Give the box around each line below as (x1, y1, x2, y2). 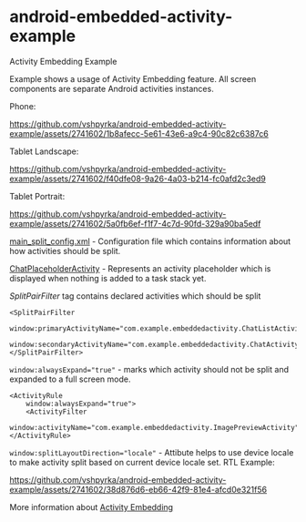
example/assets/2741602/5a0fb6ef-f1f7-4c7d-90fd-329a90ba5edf (9, 218, 261, 229)
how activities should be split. (9, 245, 121, 256)
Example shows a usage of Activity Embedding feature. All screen (9, 73, 257, 84)
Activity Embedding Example (9, 56, 117, 67)
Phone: (9, 100, 36, 111)
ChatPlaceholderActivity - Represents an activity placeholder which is (9, 262, 271, 274)
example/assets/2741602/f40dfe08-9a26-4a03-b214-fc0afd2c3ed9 (9, 173, 267, 184)
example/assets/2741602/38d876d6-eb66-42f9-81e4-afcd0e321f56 (9, 484, 267, 495)
